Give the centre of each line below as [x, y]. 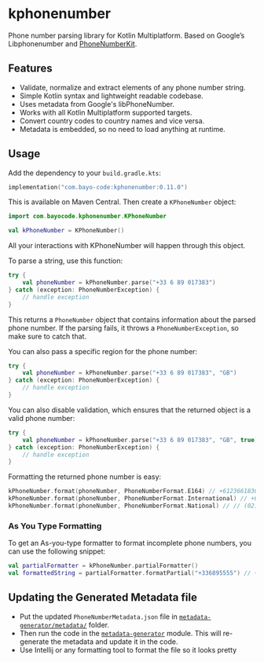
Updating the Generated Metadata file [103, 598]
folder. [99, 624]
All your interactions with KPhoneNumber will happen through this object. [127, 246]
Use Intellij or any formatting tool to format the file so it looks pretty [128, 649]
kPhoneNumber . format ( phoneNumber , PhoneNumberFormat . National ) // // [125, 506]
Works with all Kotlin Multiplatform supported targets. [106, 112]
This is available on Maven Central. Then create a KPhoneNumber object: [122, 202]
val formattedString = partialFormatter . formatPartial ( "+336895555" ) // [130, 573]
